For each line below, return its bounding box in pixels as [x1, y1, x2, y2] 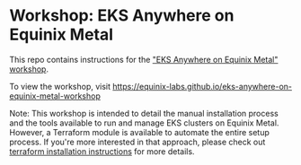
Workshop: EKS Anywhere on [9, 5, 235, 26]
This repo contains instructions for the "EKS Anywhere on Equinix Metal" [9, 54, 279, 65]
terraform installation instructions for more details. [9, 145, 195, 157]
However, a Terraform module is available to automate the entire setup [9, 126, 270, 137]
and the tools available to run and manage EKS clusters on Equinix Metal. [9, 117, 279, 128]
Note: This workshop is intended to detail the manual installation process [9, 108, 279, 118]
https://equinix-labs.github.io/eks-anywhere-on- [111, 81, 292, 91]
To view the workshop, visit [9, 81, 111, 91]
